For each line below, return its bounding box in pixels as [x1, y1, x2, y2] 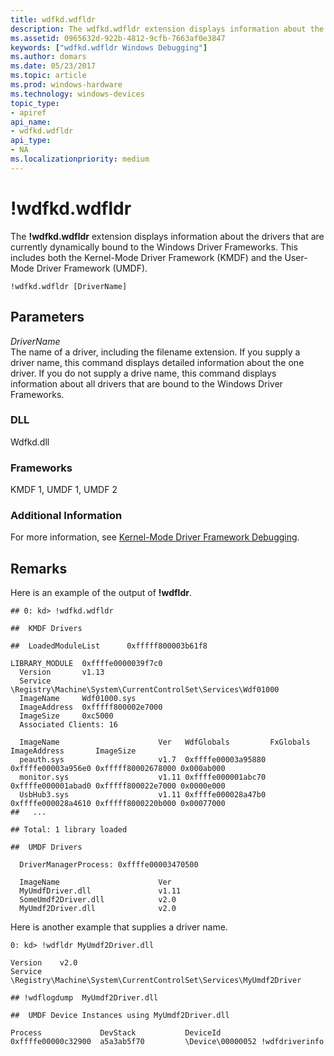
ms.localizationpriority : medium [10, 154, 150, 164]
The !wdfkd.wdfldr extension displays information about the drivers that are [10, 230, 325, 242]
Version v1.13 [19, 667, 105, 678]
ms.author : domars [10, 52, 87, 62]
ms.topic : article [10, 71, 87, 81]
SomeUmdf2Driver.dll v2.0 [19, 895, 177, 905]
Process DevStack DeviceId [10, 1028, 222, 1038]
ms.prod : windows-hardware [10, 80, 123, 90]
